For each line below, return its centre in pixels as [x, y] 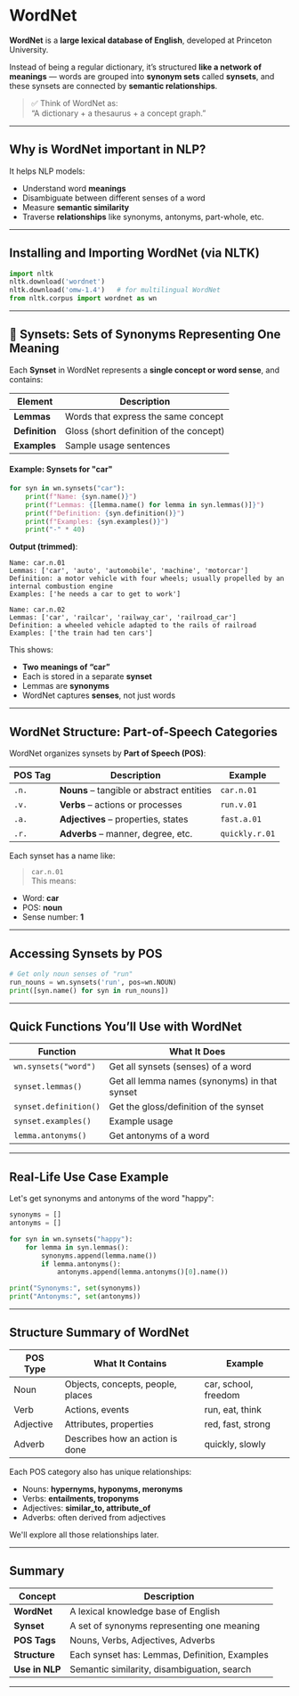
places [79, 1395]
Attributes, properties [109, 1424]
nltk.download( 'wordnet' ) [57, 282]
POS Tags [35, 1640]
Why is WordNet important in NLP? [108, 149]
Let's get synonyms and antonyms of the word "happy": [112, 1199]
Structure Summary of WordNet [99, 1333]
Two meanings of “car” [66, 667]
